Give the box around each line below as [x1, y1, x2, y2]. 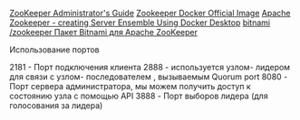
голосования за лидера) [9, 100, 103, 111]
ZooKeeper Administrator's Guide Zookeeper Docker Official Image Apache [9, 8, 291, 18]
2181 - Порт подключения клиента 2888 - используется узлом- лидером [9, 62, 291, 72]
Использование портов [9, 44, 100, 55]
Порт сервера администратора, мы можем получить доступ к [9, 81, 251, 91]
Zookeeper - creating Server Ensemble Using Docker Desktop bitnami [9, 17, 270, 28]
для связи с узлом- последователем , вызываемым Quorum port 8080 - [9, 71, 288, 82]
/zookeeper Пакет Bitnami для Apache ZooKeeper [9, 27, 198, 37]
